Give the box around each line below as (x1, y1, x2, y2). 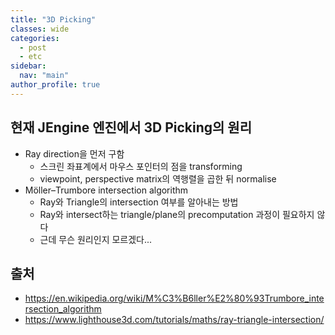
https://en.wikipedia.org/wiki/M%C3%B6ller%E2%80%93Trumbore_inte (24, 292, 325, 305)
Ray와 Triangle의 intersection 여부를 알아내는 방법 (39, 196, 239, 208)
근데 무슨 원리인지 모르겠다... (39, 233, 153, 245)
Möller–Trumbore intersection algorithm (24, 184, 189, 196)
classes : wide (10, 24, 70, 34)
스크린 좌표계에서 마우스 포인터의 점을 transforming (39, 160, 243, 172)
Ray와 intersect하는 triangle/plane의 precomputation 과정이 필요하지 (39, 208, 315, 220)
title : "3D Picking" (10, 14, 97, 25)
